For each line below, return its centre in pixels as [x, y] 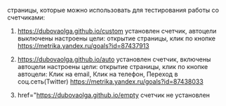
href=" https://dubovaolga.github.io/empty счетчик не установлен [114, 95]
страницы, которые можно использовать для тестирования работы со [113, 10]
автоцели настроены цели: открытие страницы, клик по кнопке [113, 67]
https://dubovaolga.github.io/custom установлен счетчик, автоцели [117, 31]
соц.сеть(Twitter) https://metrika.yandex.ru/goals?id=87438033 [110, 82]
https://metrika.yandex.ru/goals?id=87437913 [83, 46]
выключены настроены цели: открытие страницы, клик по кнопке [117, 38]
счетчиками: [26, 17]
